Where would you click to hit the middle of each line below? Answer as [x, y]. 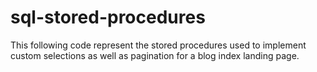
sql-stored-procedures [108, 17]
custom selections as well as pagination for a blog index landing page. [155, 55]
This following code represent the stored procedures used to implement [158, 45]
